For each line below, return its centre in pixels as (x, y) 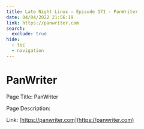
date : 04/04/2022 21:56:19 (40, 17)
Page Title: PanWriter (32, 97)
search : (16, 28)
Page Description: (28, 108)
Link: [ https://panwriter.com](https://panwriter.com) (70, 119)
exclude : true (29, 34)
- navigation (28, 51)
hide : (13, 39)
